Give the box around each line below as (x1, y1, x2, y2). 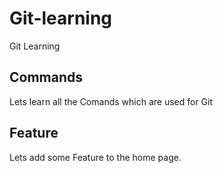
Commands (9, 69, 84, 86)
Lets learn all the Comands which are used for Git (9, 95, 214, 107)
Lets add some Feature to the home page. (9, 151, 182, 163)
